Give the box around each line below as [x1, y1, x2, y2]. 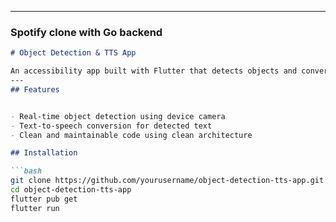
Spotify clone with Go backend [10, 25, 163, 39]
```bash [10, 166, 43, 176]
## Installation [10, 148, 78, 158]
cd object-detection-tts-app [10, 185, 132, 195]
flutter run [10, 203, 60, 213]
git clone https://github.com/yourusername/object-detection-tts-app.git [10, 176, 325, 186]
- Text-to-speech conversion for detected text [10, 121, 213, 131]
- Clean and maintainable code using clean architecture [10, 130, 253, 140]
